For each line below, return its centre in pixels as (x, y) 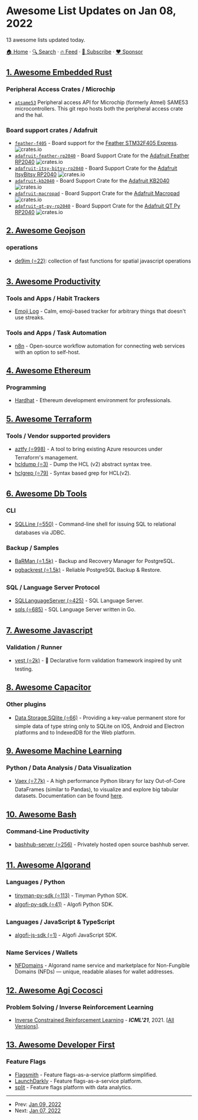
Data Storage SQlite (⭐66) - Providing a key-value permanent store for (100, 717)
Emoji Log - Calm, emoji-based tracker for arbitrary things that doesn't (100, 311)
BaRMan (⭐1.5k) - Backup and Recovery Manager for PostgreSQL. (95, 561)
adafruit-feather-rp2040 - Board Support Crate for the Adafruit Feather (102, 156)
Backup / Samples (32, 548)
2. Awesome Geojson (46, 231)
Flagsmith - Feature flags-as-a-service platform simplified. (86, 1074)
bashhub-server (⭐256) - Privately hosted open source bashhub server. (102, 844)
